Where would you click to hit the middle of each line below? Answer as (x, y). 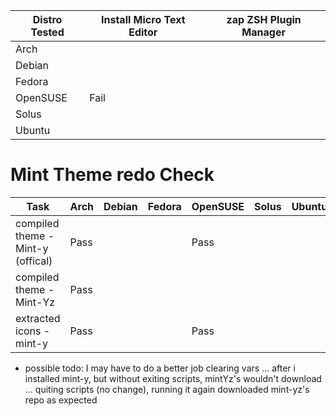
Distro (47, 19)
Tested (47, 32)
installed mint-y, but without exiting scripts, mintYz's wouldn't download (173, 378)
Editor (143, 32)
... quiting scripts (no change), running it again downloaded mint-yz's (167, 389)
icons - (33, 331)
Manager (263, 32)
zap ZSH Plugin (264, 19)
